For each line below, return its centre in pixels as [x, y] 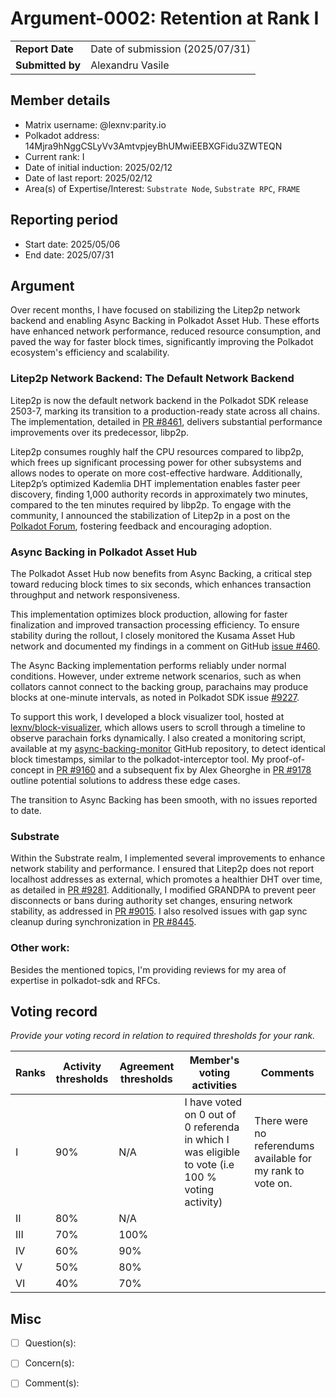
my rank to [279, 1171]
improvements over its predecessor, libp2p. [100, 432]
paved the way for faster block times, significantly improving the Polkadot [162, 342]
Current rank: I [54, 156]
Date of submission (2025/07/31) [170, 49]
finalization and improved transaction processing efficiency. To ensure [155, 624]
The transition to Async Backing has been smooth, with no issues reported [164, 799]
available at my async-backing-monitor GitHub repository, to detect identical [168, 748]
